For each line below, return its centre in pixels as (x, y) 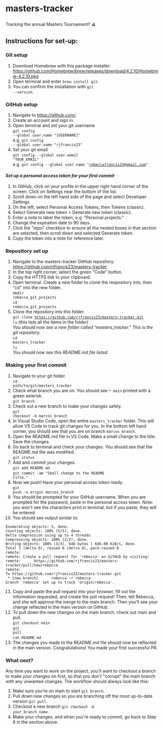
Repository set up (27, 251)
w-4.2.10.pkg (26, 76)
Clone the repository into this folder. (48, 312)
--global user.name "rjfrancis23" (47, 145)
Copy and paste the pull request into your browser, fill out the (74, 591)
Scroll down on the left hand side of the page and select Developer (80, 197)
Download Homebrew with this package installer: (62, 66)
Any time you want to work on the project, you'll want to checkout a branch (81, 671)
